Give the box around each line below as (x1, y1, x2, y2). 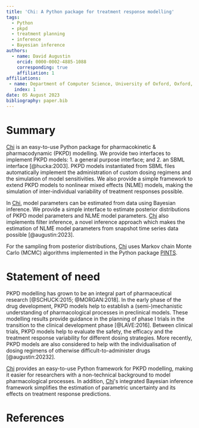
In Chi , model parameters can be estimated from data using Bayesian (6, 199, 176, 206)
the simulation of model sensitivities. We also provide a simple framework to (6, 175, 193, 182)
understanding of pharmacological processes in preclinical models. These (6, 308, 188, 316)
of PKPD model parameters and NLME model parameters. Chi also (6, 212, 169, 219)
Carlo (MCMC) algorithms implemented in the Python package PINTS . (6, 249, 178, 256)
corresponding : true (17, 64, 68, 71)
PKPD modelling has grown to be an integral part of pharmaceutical (6, 289, 172, 296)
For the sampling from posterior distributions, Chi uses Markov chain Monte (6, 243, 192, 250)
